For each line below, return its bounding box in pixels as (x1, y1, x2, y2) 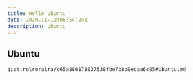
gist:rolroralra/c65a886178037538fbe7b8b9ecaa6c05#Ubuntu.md (7, 66, 187, 73)
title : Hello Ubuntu (7, 10, 67, 17)
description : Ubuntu (7, 23, 67, 29)
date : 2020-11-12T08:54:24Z (7, 16, 88, 23)
